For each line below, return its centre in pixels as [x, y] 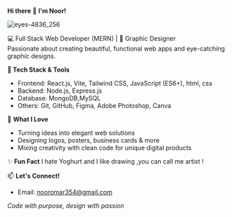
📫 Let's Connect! [33, 176]
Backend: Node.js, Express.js [60, 91]
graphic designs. [32, 56]
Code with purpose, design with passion [66, 206]
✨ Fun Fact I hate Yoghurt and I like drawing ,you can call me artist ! [105, 161]
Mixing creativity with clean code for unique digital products [104, 148]
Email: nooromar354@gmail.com [65, 192]
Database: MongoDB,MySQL [59, 98]
